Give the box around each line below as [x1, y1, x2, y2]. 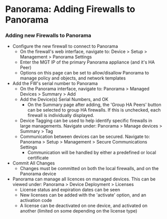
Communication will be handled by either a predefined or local [27, 149, 156, 155]
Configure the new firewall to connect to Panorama [12, 43, 118, 49]
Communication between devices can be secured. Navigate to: [20, 133, 150, 139]
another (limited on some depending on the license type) [20, 208, 137, 214]
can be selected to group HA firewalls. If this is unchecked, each [27, 107, 161, 113]
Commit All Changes [12, 160, 55, 166]
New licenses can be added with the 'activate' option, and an [20, 192, 146, 198]
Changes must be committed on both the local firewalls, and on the [20, 165, 159, 171]
